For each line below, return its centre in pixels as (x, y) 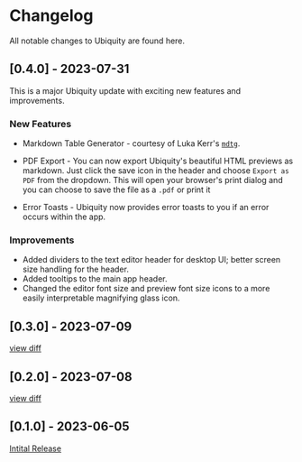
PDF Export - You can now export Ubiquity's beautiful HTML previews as (158, 161)
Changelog (51, 16)
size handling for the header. (75, 269)
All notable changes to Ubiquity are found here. (97, 41)
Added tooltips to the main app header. (95, 279)
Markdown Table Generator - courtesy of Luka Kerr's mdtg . (131, 143)
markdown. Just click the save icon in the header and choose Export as (156, 171)
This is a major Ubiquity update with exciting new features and (125, 90)
